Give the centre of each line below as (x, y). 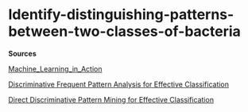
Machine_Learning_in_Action (55, 68)
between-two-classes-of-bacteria (124, 31)
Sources (23, 53)
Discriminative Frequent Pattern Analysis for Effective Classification (118, 84)
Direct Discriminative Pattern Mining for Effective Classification (111, 99)
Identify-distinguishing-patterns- (121, 15)
